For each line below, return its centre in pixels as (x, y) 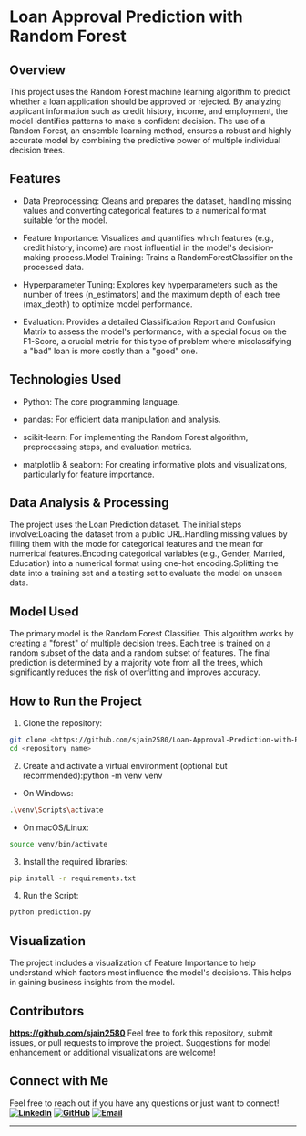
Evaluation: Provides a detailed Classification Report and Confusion (149, 321)
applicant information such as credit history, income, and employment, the (149, 111)
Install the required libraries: (75, 861)
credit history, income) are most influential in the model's (129, 247)
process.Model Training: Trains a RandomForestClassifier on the (173, 257)
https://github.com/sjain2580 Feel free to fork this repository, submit (141, 1033)
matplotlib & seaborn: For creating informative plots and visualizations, (155, 464)
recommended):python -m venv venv (92, 775)
